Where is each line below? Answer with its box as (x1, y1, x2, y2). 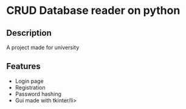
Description (6, 28, 52, 38)
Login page (15, 77, 44, 85)
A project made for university (6, 44, 80, 51)
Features (6, 61, 41, 71)
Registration (15, 84, 46, 91)
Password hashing (15, 90, 62, 97)
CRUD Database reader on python (6, 4, 181, 18)
